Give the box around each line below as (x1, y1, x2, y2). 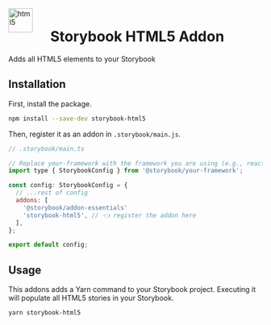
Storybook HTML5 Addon (50, 27, 224, 46)
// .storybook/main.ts (8, 144, 85, 152)
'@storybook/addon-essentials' (23, 203, 128, 212)
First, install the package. (8, 98, 92, 108)
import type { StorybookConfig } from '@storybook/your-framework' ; (8, 167, 244, 175)
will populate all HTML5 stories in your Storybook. (8, 294, 174, 303)
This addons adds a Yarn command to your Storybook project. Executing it (8, 285, 256, 294)
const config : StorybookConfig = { (8, 181, 128, 190)
